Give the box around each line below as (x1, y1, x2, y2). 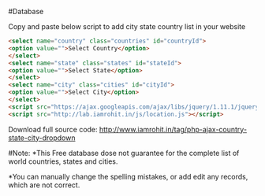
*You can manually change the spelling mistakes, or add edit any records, (8, 172, 248, 181)
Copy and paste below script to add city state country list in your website (8, 22, 246, 31)
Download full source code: (8, 124, 98, 134)
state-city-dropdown (8, 133, 76, 142)
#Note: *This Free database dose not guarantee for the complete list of (8, 148, 240, 157)
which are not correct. (8, 180, 80, 190)
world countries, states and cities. (8, 157, 118, 166)
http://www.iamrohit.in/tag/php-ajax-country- (99, 124, 247, 134)
